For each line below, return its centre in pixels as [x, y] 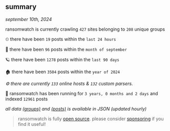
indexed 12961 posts [27, 99]
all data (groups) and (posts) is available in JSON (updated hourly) [76, 108]
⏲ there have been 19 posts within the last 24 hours [61, 39]
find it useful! [32, 124]
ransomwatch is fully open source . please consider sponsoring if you [91, 119]
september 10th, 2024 [29, 19]
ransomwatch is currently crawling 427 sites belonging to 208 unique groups [85, 29]
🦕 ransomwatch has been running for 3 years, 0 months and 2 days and [82, 93]
